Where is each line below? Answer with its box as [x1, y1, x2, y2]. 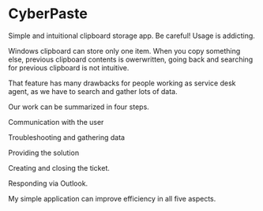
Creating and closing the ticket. [8, 163, 111, 172]
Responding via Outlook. [8, 179, 88, 188]
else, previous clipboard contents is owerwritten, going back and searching [8, 55, 254, 64]
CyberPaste [8, 5, 88, 23]
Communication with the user [8, 117, 104, 126]
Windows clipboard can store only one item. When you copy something [8, 46, 241, 55]
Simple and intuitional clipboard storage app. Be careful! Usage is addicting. [8, 31, 255, 40]
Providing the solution [8, 148, 80, 157]
